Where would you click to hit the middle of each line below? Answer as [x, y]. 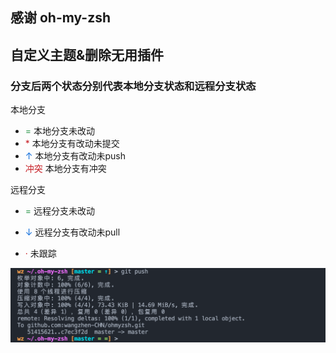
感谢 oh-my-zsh [61, 18]
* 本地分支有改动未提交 [72, 144]
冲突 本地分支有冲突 [65, 169]
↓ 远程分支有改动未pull [72, 232]
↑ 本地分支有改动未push [75, 156]
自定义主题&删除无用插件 [87, 54]
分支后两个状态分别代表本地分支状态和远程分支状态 [133, 86]
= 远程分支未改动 [59, 211]
